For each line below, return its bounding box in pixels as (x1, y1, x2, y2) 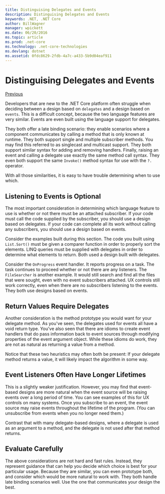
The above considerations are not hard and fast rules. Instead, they (5, 458, 142, 464)
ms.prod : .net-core (5, 40, 46, 45)
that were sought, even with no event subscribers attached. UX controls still (5, 277, 160, 283)
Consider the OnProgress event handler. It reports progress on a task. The (5, 261, 155, 268)
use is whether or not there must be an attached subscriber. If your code (5, 211, 154, 217)
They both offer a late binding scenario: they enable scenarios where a (5, 126, 150, 132)
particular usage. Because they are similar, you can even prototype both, (5, 468, 154, 474)
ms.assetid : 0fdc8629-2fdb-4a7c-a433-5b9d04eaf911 (5, 53, 112, 58)
